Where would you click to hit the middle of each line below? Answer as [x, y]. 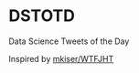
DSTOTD [42, 16]
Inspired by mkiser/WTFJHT [61, 58]
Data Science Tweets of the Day [69, 41]
